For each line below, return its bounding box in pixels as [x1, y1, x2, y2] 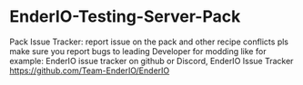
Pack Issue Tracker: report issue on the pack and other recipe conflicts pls [9, 36, 289, 47]
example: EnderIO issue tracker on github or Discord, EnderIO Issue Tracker [9, 55, 294, 66]
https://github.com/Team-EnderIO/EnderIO [9, 65, 170, 76]
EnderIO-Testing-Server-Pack [9, 6, 241, 27]
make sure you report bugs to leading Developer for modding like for [9, 45, 267, 56]
